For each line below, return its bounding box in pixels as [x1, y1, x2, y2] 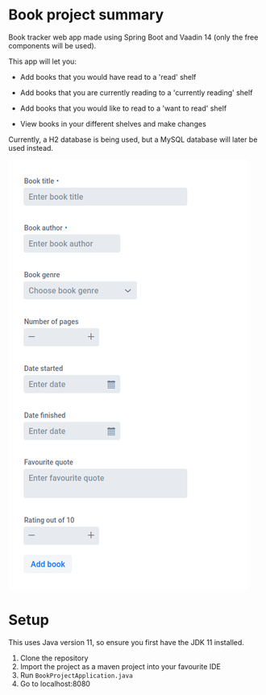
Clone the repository [19, 653, 89, 663]
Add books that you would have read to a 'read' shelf [19, 72, 197, 81]
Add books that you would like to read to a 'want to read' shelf [19, 103, 227, 113]
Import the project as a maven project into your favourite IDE [19, 661, 222, 671]
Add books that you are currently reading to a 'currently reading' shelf [19, 87, 253, 98]
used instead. [8, 143, 54, 152]
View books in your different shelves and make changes [19, 119, 207, 128]
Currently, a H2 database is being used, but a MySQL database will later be [8, 135, 258, 144]
